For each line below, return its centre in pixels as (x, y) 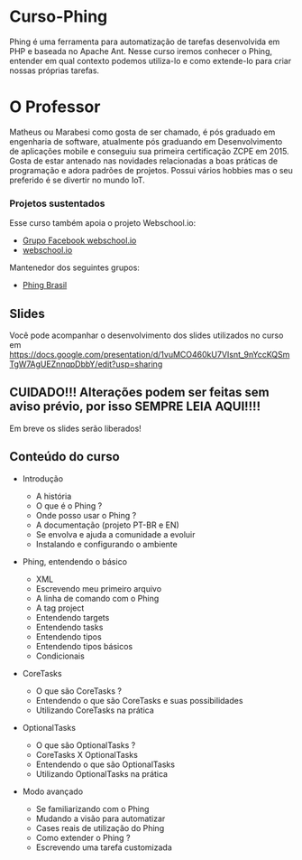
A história (54, 496)
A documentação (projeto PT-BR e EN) (108, 525)
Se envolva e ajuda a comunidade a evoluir (115, 534)
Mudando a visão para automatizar (101, 818)
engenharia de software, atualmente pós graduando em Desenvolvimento (146, 141)
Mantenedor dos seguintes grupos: (74, 267)
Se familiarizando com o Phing (92, 809)
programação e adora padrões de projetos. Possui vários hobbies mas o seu (151, 170)
